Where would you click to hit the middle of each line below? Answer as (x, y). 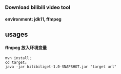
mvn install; (18, 58)
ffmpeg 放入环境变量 (26, 48)
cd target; (16, 63)
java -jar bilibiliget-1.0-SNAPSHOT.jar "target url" (61, 67)
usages (17, 34)
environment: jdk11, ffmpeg (33, 19)
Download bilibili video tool (38, 7)
